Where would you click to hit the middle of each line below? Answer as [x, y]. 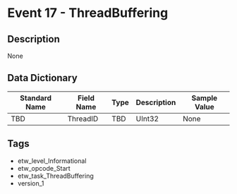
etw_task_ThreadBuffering [55, 176]
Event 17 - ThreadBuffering [88, 13]
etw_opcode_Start [44, 168]
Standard [36, 98]
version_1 [31, 183]
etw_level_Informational [52, 161]
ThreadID [83, 119]
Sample [205, 98]
